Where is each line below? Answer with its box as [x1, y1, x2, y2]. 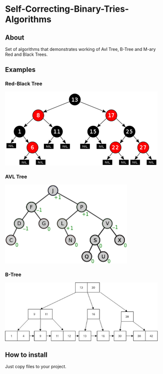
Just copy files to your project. [5, 364, 67, 370]
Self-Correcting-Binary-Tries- [5, 3, 129, 15]
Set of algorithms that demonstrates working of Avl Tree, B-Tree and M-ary [5, 47, 156, 52]
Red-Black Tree [5, 80, 42, 87]
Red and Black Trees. [5, 51, 48, 57]
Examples [5, 66, 36, 74]
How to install [5, 351, 48, 359]
